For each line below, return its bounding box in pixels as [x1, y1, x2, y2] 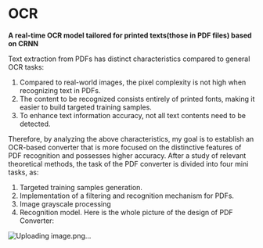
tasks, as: [8, 167, 39, 177]
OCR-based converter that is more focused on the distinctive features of [8, 142, 242, 152]
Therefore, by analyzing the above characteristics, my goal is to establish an [8, 134, 254, 143]
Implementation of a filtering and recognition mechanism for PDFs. [19, 191, 235, 200]
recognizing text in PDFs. [19, 85, 101, 95]
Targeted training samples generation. [19, 182, 143, 192]
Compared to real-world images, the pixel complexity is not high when [19, 77, 247, 87]
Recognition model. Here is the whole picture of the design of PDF [19, 207, 233, 217]
